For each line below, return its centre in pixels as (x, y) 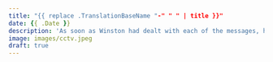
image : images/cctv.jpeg (50, 38)
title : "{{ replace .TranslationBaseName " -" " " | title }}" (116, 16)
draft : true (28, 46)
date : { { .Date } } (39, 23)
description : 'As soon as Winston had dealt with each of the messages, (134, 31)
